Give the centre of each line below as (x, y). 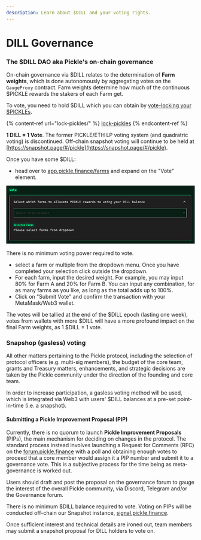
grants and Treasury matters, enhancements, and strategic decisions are (96, 369)
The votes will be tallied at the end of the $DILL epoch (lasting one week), (97, 314)
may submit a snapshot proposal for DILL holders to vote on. (81, 531)
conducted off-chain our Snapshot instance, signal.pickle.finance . (88, 513)
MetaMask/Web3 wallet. (45, 303)
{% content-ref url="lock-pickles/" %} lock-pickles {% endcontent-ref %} (97, 123)
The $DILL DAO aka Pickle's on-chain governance (80, 62)
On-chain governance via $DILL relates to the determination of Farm (91, 75)
